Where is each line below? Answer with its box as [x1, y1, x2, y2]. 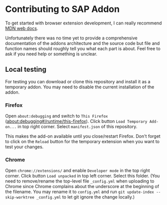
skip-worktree [5, 195, 35, 200]
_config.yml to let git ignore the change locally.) [36, 194, 135, 200]
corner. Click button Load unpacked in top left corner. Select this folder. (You [5, 173, 160, 179]
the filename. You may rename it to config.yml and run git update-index [5, 189, 155, 195]
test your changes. [5, 144, 44, 150]
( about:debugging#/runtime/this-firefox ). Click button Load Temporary [5, 118, 148, 124]
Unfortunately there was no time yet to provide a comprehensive [5, 35, 138, 41]
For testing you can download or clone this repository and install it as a [5, 78, 151, 84]
